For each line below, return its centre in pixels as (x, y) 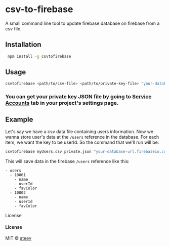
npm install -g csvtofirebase (39, 56)
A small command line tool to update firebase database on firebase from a (82, 23)
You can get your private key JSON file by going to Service (78, 97)
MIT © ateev (18, 238)
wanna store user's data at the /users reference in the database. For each (82, 137)
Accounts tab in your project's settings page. (62, 103)
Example (19, 119)
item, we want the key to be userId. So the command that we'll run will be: (82, 142)
